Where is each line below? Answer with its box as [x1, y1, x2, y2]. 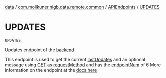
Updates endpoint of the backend [5, 47, 74, 53]
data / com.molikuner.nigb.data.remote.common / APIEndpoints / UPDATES [5, 4, 160, 10]
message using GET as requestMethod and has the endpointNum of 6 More [5, 62, 161, 68]
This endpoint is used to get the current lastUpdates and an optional [5, 56, 146, 62]
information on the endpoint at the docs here [5, 67, 97, 73]
